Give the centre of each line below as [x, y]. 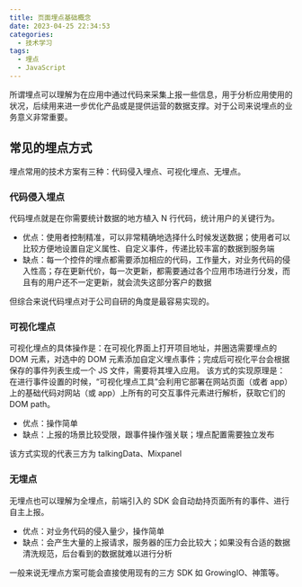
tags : [19, 51]
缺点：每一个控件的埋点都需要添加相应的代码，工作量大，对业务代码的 [152, 259]
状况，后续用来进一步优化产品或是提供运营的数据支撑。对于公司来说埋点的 [147, 105]
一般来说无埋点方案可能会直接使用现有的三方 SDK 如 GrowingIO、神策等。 [147, 573]
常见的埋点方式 [51, 148]
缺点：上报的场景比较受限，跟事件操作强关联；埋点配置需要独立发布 [148, 435]
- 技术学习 [35, 43]
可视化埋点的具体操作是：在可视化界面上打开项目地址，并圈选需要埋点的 [143, 348]
